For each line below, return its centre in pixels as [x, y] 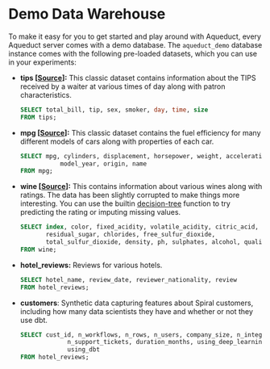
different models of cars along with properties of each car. [117, 141]
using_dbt [84, 350]
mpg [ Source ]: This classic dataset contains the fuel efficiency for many [140, 132]
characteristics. [46, 94]
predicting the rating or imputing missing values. [100, 212]
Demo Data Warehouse [87, 14]
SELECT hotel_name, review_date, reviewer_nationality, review [129, 279]
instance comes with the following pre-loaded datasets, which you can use [133, 53]
